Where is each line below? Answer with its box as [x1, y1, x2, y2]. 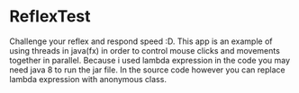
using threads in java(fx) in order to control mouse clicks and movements [9, 45, 281, 55]
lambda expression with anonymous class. [9, 73, 167, 84]
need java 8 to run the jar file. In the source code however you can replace [9, 64, 285, 75]
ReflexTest [9, 6, 92, 27]
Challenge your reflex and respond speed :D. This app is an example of [9, 36, 273, 46]
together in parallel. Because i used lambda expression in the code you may [9, 55, 291, 65]
